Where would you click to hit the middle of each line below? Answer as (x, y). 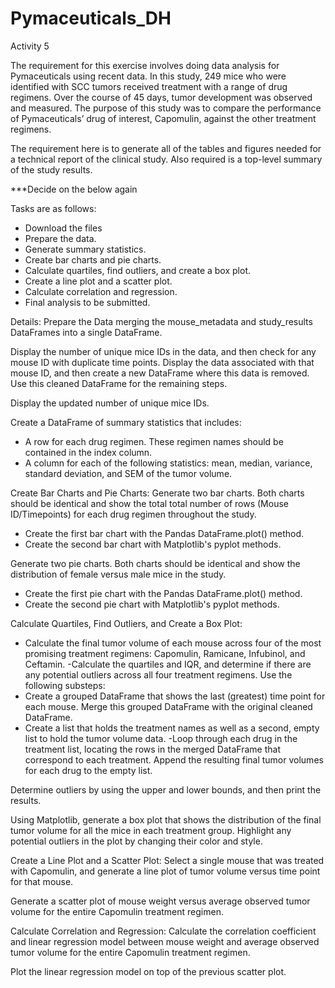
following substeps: (65, 685)
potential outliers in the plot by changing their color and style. (136, 841)
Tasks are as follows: (53, 208)
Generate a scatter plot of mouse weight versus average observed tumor (160, 901)
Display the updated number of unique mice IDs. (110, 403)
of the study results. (51, 169)
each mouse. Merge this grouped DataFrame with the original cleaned (168, 706)
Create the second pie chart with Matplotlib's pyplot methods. (152, 604)
